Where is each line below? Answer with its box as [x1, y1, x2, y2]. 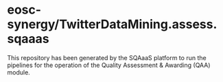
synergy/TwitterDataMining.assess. [7, 16, 218, 32]
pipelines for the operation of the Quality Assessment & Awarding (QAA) [7, 61, 211, 69]
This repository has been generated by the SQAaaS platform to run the [7, 53, 207, 61]
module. [7, 68, 31, 77]
